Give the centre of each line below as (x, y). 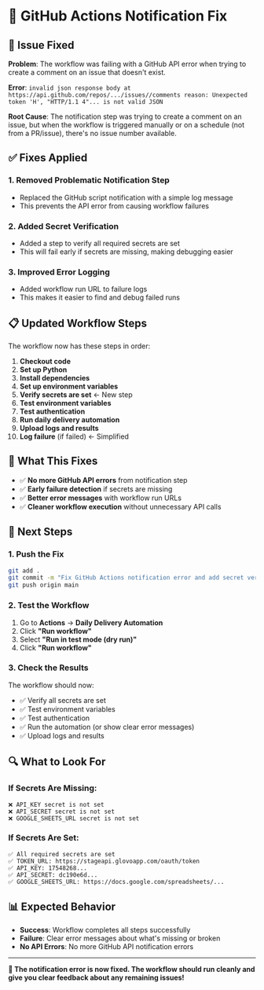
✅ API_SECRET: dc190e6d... (53, 875)
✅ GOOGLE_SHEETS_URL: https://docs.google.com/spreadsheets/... (116, 881)
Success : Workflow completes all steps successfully (105, 929)
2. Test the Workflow (49, 605)
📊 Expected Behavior (62, 907)
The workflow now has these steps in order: (79, 346)
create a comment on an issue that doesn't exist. (87, 72)
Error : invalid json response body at (70, 87)
